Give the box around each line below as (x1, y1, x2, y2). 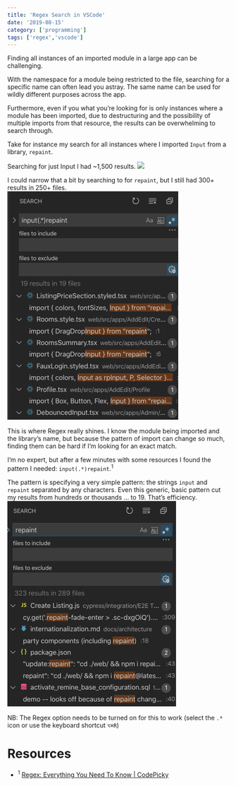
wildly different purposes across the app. (7, 90, 127, 99)
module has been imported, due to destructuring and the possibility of (7, 112, 211, 120)
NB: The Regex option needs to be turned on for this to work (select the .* (7, 713, 223, 722)
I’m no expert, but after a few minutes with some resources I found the (7, 456, 211, 464)
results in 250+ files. (7, 184, 67, 192)
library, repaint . (7, 148, 54, 156)
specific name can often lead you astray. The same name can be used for (7, 83, 221, 91)
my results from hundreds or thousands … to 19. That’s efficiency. (7, 493, 197, 501)
